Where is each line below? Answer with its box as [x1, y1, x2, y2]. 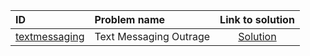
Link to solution [219, 13, 295, 26]
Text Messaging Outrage [94, 30, 211, 43]
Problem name [94, 13, 166, 26]
